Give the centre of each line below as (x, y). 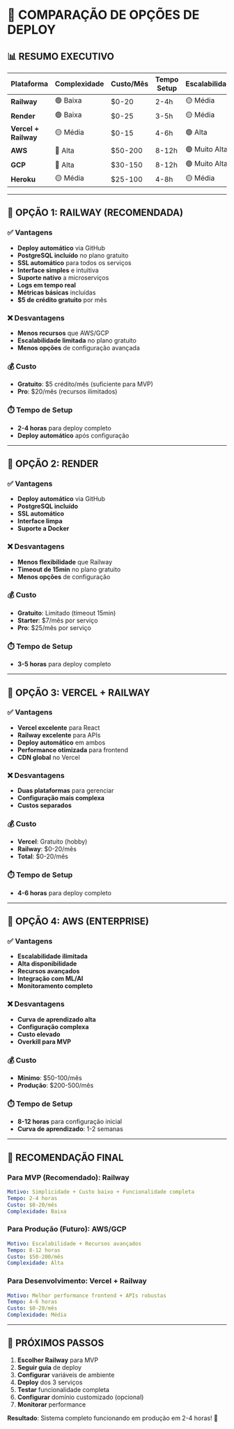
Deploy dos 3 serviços (50, 1382)
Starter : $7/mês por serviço (57, 620)
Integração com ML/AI (50, 979)
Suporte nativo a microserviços (63, 277)
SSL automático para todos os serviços (74, 262)
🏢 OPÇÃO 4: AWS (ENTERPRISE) (78, 921)
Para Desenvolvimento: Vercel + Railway (77, 1281)
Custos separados (44, 805)
